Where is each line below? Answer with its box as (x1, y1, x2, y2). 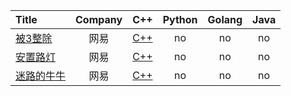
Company (75, 13, 123, 26)
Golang (207, 13, 243, 26)
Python (162, 13, 198, 26)
